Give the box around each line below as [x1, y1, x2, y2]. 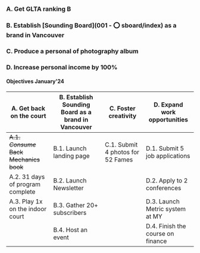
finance [145, 237, 167, 245]
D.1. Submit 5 [145, 144, 185, 153]
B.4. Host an [53, 225, 88, 234]
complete [9, 187, 36, 196]
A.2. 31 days [9, 172, 45, 181]
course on [145, 229, 174, 237]
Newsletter [53, 184, 85, 192]
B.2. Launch [53, 176, 87, 184]
